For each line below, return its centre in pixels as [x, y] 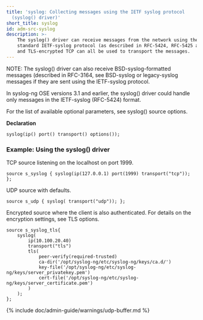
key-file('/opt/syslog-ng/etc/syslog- [87, 267]
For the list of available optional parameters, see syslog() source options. [97, 111]
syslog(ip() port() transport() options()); [63, 134]
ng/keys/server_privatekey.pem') [48, 273]
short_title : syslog [32, 23]
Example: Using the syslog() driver [58, 149]
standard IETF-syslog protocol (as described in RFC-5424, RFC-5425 [105, 46]
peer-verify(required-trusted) [78, 257]
